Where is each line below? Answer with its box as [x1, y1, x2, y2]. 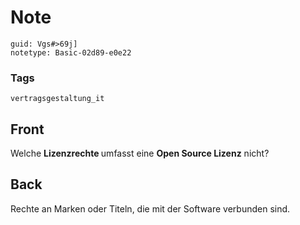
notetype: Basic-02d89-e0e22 [10, 47, 132, 58]
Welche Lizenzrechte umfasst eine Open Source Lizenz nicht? [10, 147, 270, 160]
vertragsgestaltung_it [10, 94, 105, 104]
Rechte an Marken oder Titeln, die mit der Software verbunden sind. [10, 202, 291, 215]
